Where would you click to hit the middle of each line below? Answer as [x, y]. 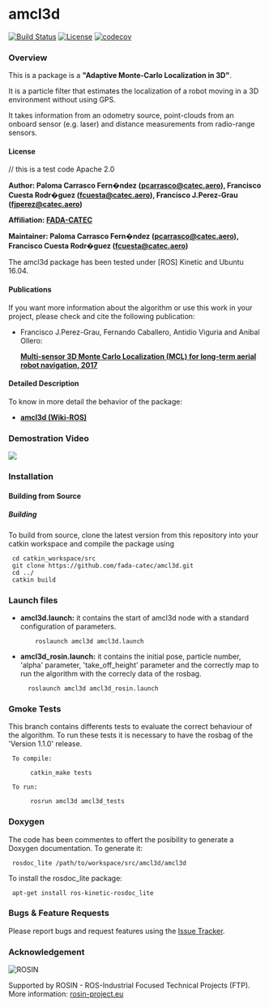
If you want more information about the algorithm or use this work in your [130, 307]
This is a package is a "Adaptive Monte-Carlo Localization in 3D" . [120, 76]
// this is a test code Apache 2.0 [62, 169]
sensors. [23, 133]
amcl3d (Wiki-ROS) [53, 417]
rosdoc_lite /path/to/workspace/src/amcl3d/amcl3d [99, 863]
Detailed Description [44, 383]
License [22, 151]
